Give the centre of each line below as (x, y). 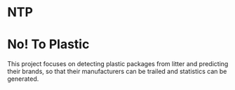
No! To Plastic (48, 45)
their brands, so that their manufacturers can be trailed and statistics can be (117, 72)
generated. (23, 79)
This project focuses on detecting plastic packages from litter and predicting (118, 64)
